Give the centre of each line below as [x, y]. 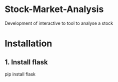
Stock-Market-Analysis [54, 9]
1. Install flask [26, 62]
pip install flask [20, 74]
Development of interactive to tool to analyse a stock [59, 23]
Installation [28, 44]
